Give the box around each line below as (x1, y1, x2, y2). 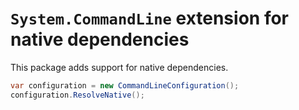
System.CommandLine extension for (10, 7, 289, 30)
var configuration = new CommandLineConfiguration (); (10, 80, 240, 91)
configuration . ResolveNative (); (10, 90, 145, 100)
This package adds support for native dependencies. (10, 61, 229, 73)
